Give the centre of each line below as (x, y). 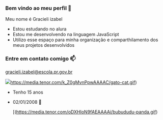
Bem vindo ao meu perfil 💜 (38, 8)
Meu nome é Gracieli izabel (34, 19)
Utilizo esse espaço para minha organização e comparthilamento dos (85, 40)
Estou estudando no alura (39, 29)
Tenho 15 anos (28, 92)
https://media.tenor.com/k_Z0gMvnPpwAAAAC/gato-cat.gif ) (74, 82)
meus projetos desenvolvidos (44, 45)
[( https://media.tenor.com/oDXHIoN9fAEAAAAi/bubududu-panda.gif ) (85, 112)
